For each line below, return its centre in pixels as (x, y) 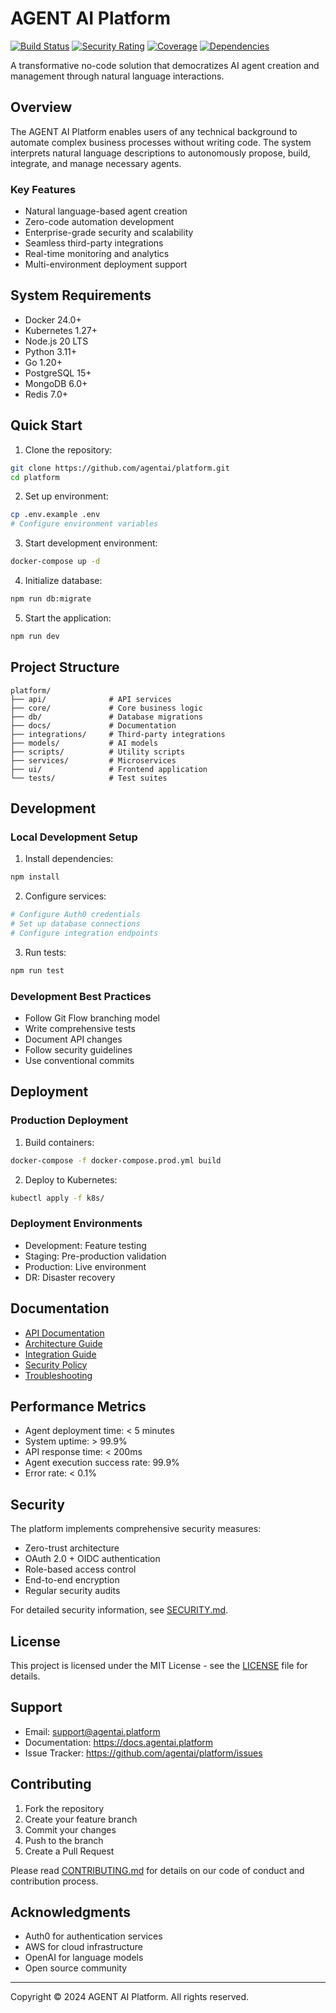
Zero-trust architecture (72, 1548)
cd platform (35, 477)
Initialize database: (63, 581)
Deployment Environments (76, 1224)
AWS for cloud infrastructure (83, 1947)
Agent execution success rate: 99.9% (102, 1463)
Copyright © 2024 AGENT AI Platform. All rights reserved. (130, 1997)
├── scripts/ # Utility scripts (98, 752)
